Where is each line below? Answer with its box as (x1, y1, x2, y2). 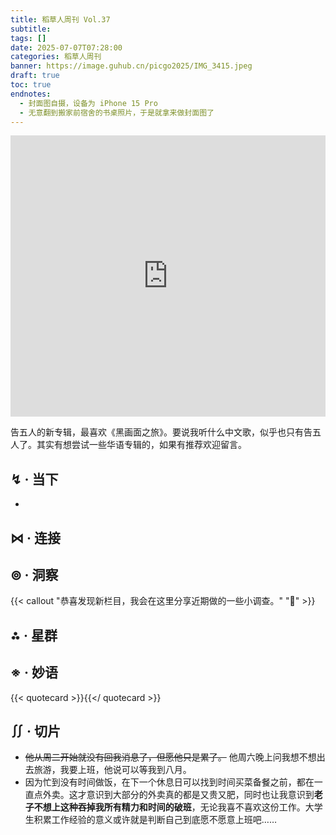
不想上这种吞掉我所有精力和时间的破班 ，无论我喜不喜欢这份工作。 (33, 801, 306, 813)
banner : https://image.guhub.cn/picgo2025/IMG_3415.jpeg (10, 61, 253, 71)
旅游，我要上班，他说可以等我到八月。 (33, 764, 192, 776)
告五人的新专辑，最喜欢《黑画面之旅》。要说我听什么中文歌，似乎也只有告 (10, 426, 313, 438)
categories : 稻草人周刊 (10, 52, 102, 62)
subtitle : (10, 24, 52, 34)
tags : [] (10, 33, 47, 43)
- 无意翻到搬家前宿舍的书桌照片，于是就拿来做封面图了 (19, 107, 215, 118)
